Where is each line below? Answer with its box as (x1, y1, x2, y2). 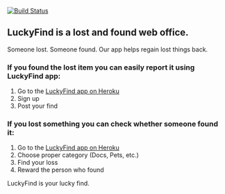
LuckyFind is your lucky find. (7, 179, 90, 188)
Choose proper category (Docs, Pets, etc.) (17, 151, 139, 159)
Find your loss (17, 159, 58, 167)
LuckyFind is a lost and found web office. (7, 26, 189, 38)
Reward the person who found (17, 165, 104, 174)
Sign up (17, 95, 40, 103)
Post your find (17, 102, 58, 111)
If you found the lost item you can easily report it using (7, 63, 195, 72)
